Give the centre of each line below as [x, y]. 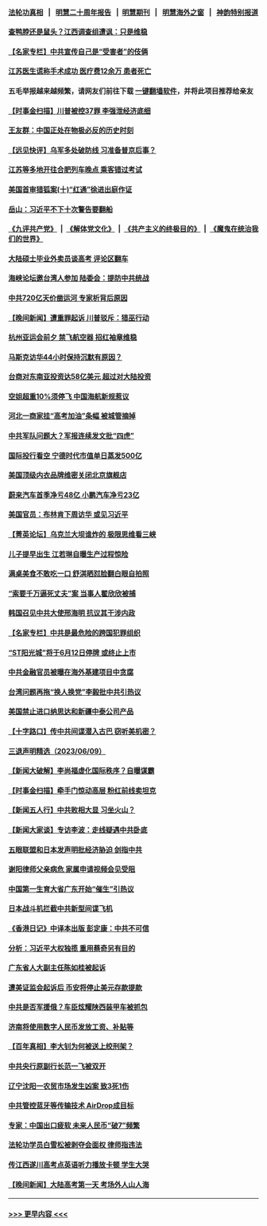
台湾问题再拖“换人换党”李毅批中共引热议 [75, 692]
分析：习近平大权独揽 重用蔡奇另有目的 [72, 948]
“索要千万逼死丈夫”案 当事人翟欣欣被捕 [72, 593]
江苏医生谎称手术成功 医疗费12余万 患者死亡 [80, 71]
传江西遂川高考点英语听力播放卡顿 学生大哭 [79, 1165]
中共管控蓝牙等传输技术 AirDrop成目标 [71, 1106]
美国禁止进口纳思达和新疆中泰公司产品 [71, 712]
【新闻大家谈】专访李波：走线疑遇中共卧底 [78, 830]
